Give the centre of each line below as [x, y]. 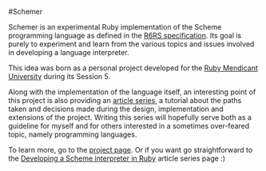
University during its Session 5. [60, 76]
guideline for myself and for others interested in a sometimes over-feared [129, 126]
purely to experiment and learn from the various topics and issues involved [131, 44]
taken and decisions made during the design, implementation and [116, 109]
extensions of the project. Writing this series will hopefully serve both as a [130, 117]
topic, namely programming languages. [73, 134]
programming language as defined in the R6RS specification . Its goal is [125, 36]
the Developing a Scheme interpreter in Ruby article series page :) [117, 158]
